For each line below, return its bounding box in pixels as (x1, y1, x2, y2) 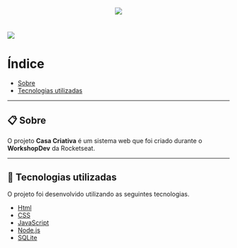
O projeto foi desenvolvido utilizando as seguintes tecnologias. (7, 190, 190, 198)
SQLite (17, 233, 37, 242)
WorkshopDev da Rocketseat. (7, 144, 95, 153)
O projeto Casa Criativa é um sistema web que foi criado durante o (7, 137, 202, 145)
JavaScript (17, 218, 49, 227)
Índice (7, 56, 44, 72)
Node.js (17, 225, 41, 234)
